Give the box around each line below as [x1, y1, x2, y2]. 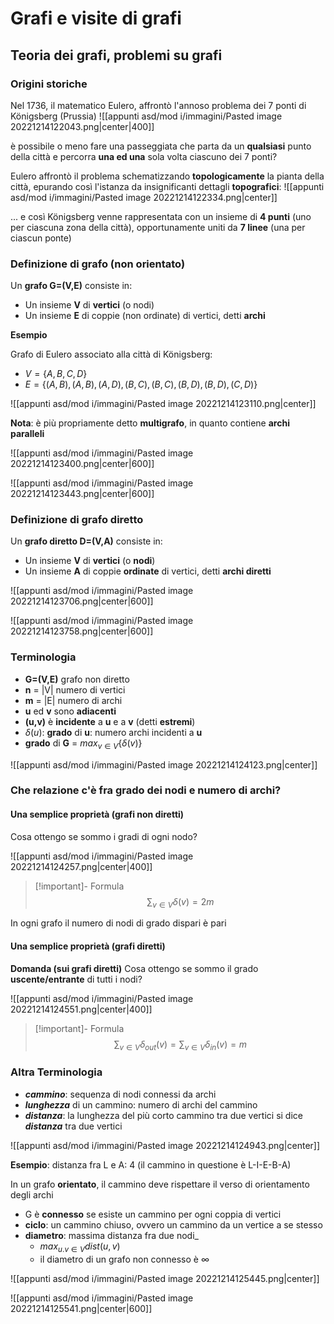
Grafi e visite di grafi [10, 7, 182, 30]
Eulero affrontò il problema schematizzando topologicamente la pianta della [10, 170, 325, 182]
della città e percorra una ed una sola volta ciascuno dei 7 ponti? [10, 150, 278, 162]
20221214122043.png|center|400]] [10, 120, 155, 132]
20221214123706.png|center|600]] [10, 595, 154, 607]
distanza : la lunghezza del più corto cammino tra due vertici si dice [24, 1109, 303, 1121]
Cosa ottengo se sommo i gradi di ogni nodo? [10, 830, 198, 842]
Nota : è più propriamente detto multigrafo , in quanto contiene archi [10, 417, 290, 429]
